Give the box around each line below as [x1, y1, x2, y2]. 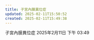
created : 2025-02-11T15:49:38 [5, 16, 67, 21]
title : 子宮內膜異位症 [5, 7, 47, 12]
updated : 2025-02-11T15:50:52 [5, 12, 67, 16]
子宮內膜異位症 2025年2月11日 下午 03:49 [5, 30, 90, 36]
